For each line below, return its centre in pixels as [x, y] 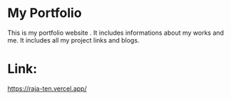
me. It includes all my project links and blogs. [73, 40]
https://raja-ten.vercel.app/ [47, 88]
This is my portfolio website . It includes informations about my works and [116, 33]
